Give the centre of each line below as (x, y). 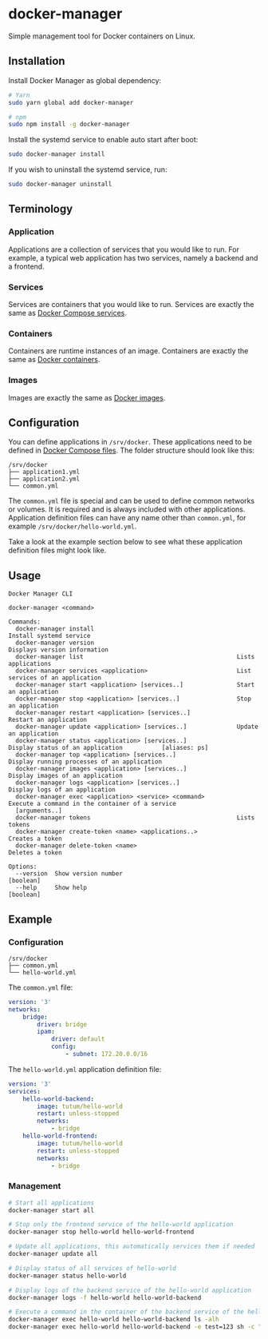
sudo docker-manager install (57, 154)
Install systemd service (49, 636)
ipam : (46, 1032)
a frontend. (27, 266)
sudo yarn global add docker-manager (71, 102)
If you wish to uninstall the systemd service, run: (88, 169)
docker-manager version (55, 643)
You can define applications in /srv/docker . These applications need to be (130, 442)
